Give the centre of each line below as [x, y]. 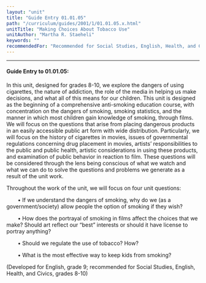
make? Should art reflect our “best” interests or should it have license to [97, 225]
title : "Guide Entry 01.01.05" [46, 18]
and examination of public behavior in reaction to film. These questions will [101, 157]
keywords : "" [23, 40]
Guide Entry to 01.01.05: [38, 72]
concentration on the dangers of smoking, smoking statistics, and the [94, 111]
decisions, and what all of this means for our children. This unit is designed [101, 98]
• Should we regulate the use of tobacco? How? [78, 243]
